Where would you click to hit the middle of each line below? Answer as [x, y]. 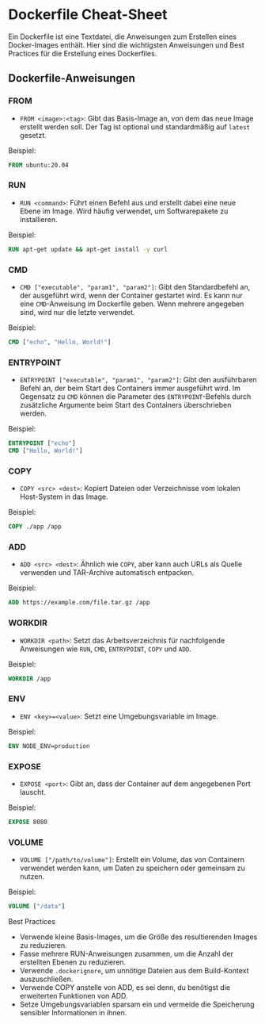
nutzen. [32, 876]
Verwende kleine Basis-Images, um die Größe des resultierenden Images [138, 937]
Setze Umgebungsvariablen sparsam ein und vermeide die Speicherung [137, 1004]
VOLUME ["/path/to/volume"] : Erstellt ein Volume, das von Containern [132, 860]
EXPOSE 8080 [28, 822]
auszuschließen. [46, 979]
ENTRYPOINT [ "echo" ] [42, 443]
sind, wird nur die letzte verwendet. [78, 312]
